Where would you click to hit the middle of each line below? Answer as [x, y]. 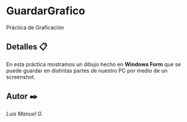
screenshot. [21, 77]
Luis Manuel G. [25, 114]
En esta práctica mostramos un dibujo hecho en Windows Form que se [94, 64]
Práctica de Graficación [35, 27]
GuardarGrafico [46, 11]
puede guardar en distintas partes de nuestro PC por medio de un [87, 70]
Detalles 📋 [27, 47]
